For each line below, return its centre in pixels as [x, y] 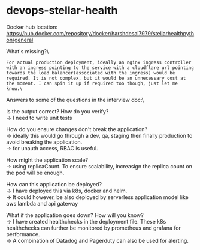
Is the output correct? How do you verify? [57, 111]
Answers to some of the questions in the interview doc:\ [75, 100]
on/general [20, 40]
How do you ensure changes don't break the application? [77, 129]
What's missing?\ [28, 51]
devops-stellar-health [62, 10]
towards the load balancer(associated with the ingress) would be [91, 73]
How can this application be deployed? [54, 184]
